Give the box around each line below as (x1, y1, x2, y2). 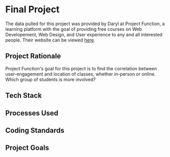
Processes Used (5, 109, 59, 117)
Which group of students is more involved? (5, 76, 96, 83)
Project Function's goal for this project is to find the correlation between (5, 65, 157, 71)
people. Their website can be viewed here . (5, 37, 96, 43)
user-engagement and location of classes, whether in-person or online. (5, 71, 156, 77)
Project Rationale (5, 52, 61, 61)
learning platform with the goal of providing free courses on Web (5, 26, 142, 32)
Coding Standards (5, 126, 65, 134)
